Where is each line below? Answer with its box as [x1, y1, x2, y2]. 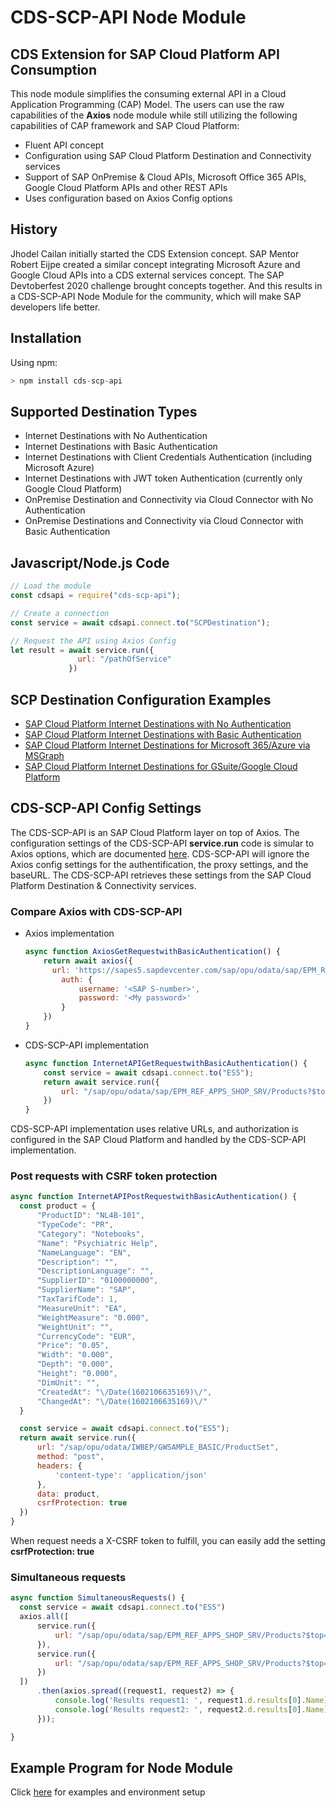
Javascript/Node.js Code [10, 554, 170, 571]
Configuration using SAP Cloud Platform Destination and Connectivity [24, 150, 312, 161]
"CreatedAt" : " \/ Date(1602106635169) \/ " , [36, 1387, 213, 1397]
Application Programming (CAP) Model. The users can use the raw [10, 99, 285, 110]
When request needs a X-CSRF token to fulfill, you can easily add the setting [10, 1535, 326, 1547]
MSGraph [24, 749, 65, 761]
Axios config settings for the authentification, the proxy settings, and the [10, 858, 309, 870]
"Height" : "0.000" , [36, 1369, 118, 1379]
